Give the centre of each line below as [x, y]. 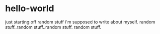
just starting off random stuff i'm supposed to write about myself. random [80, 22]
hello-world [30, 8]
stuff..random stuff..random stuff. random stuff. [53, 27]
